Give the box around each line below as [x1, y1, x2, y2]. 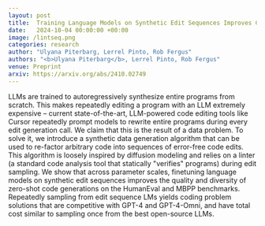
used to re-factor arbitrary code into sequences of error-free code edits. [8, 142, 244, 151]
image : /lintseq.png [8, 33, 77, 42]
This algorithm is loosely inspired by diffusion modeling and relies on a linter [8, 150, 256, 160]
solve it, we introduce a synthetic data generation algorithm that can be [8, 133, 241, 143]
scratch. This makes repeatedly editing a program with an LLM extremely [8, 100, 246, 109]
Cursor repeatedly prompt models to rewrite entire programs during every [8, 117, 248, 126]
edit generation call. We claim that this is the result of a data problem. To [8, 125, 244, 135]
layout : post [8, 11, 51, 20]
